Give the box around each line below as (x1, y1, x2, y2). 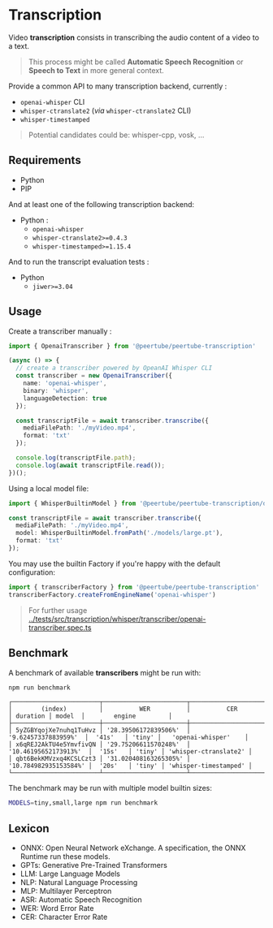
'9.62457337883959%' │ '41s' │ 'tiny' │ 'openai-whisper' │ (8, 733, 249, 742)
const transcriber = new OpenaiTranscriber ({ (15, 372, 173, 380)
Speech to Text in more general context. (28, 65, 164, 75)
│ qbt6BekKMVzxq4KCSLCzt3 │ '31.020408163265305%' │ (8, 755, 191, 763)
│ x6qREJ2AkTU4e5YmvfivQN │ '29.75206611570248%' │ (8, 740, 191, 749)
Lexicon (8, 822, 50, 835)
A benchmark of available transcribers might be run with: (8, 667, 201, 677)
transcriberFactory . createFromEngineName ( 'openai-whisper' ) (8, 590, 217, 598)
